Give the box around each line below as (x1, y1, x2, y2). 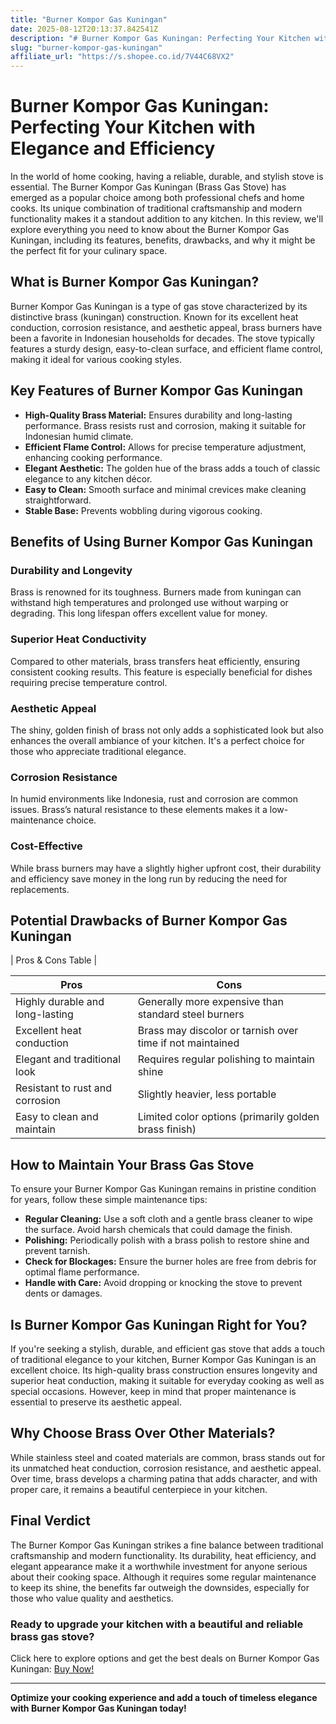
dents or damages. (24, 1287, 103, 1300)
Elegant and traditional (15, 1052, 122, 1066)
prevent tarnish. (24, 1245, 91, 1257)
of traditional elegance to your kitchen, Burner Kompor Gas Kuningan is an (10, 1354, 317, 1365)
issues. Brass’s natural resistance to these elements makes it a (10, 804, 268, 816)
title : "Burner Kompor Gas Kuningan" (10, 14, 168, 25)
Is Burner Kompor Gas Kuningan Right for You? (10, 1316, 308, 1333)
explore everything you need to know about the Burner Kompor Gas (10, 224, 290, 236)
